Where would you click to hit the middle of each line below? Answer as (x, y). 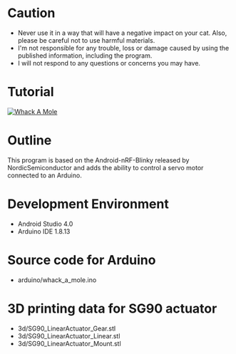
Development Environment (88, 204)
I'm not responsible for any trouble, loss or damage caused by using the (123, 48)
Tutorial (31, 92)
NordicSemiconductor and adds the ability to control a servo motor (106, 167)
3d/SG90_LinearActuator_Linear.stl (69, 335)
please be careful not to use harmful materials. (86, 40)
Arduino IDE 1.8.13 (44, 231)
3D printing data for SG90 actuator (112, 308)
